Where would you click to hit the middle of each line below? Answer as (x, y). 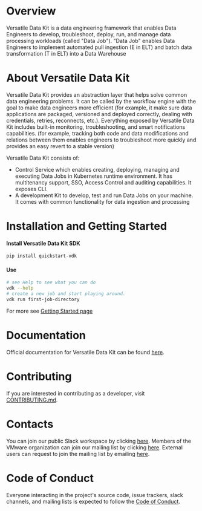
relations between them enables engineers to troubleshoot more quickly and (101, 140)
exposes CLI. (31, 189)
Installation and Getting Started (87, 226)
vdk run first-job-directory (43, 299)
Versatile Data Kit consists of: (43, 158)
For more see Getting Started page (50, 311)
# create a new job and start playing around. (66, 294)
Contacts (30, 424)
